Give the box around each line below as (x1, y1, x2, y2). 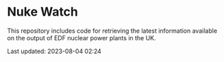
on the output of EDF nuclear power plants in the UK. (7, 33, 156, 42)
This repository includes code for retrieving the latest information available (7, 27, 218, 35)
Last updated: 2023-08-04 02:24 (7, 47, 101, 55)
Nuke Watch (7, 4, 79, 20)
